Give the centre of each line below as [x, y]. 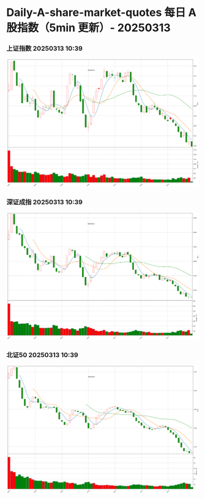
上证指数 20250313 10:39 [44, 48]
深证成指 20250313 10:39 [44, 202]
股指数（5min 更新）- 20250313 [89, 28]
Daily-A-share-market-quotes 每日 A [102, 13]
